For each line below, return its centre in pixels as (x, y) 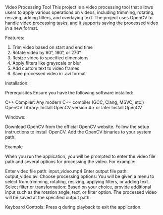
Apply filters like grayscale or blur (47, 63)
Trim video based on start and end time (53, 47)
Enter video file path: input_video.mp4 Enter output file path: (66, 171)
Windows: (15, 117)
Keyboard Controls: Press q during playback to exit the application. (73, 207)
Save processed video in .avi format (49, 73)
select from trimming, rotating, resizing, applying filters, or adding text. (77, 182)
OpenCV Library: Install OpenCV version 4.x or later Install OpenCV (74, 107)
